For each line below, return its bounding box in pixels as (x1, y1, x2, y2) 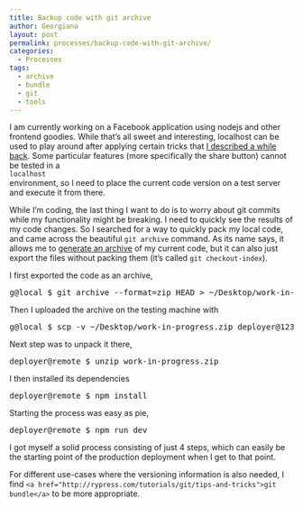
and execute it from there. (9, 187, 106, 199)
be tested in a (9, 160, 60, 171)
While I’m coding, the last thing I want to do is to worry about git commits (9, 205, 281, 216)
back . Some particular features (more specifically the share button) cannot (9, 151, 287, 162)
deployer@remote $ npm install (9, 391, 148, 402)
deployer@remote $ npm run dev (9, 425, 148, 436)
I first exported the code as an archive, (9, 270, 153, 281)
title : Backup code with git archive (9, 13, 151, 23)
